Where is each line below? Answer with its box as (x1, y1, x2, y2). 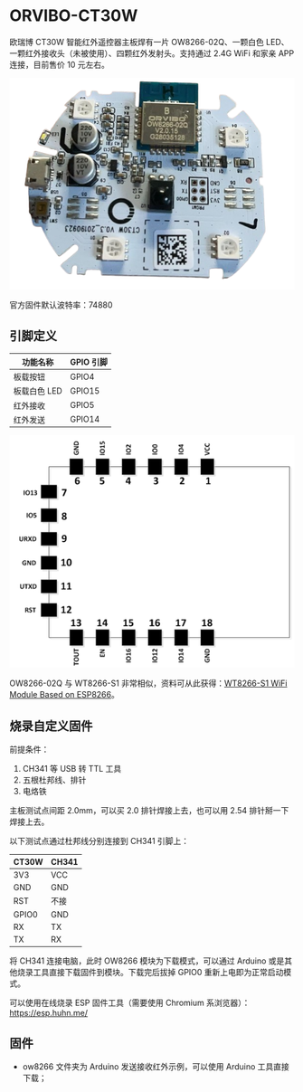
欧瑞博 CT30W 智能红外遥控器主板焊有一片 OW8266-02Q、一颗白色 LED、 (9, 36, 289, 47)
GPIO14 (70, 413, 100, 425)
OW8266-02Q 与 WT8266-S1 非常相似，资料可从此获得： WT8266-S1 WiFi (9, 678, 288, 688)
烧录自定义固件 (9, 718, 93, 734)
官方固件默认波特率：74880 (9, 299, 113, 310)
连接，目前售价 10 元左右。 (9, 59, 110, 70)
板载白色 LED (13, 385, 63, 396)
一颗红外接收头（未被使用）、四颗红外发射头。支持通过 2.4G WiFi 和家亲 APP (9, 47, 295, 59)
